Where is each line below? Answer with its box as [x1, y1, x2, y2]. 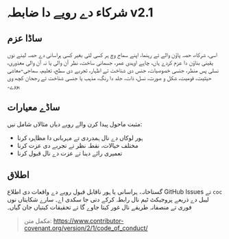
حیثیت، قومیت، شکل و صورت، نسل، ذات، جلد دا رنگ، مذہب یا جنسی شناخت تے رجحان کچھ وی [7, 74, 212, 81]
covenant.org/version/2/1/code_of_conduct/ [23, 224, 149, 232]
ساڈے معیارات [7, 101, 60, 114]
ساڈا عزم [7, 32, 43, 44]
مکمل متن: [23, 216, 53, 225]
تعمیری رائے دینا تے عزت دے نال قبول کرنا [16, 149, 123, 157]
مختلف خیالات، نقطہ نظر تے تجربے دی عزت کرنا [16, 141, 138, 149]
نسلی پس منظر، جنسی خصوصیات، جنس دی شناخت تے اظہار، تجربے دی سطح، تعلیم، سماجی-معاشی [7, 66, 219, 74]
